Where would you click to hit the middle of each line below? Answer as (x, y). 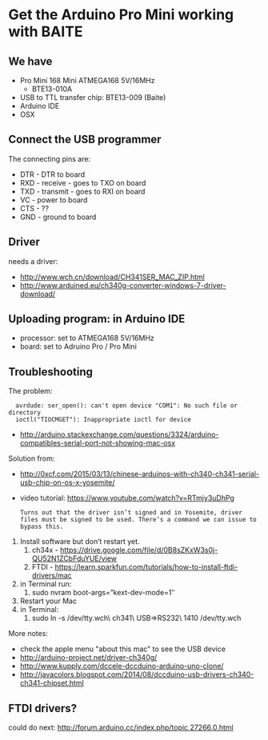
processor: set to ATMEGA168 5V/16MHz (87, 338)
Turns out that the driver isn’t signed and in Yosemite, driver (131, 513)
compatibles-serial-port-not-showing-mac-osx (98, 443)
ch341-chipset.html (52, 683)
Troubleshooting (51, 372)
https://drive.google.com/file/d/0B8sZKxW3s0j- (139, 550)
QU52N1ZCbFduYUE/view (74, 558)
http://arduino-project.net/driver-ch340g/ (88, 658)
